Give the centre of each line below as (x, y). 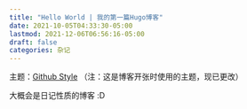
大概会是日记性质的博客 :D (57, 96)
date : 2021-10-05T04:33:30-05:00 (71, 26)
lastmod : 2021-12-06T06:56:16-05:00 (77, 34)
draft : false (33, 42)
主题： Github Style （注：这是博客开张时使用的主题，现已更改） (126, 77)
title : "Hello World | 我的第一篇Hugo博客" (86, 17)
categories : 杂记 (40, 51)
